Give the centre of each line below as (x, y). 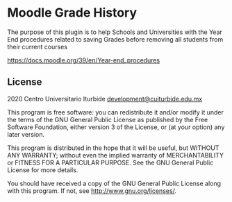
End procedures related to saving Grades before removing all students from (115, 39)
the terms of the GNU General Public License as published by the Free (108, 119)
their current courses (38, 47)
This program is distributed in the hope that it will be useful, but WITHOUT (113, 148)
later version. (26, 134)
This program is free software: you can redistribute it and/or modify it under (115, 112)
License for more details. (43, 170)
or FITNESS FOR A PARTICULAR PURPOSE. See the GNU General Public (110, 162)
